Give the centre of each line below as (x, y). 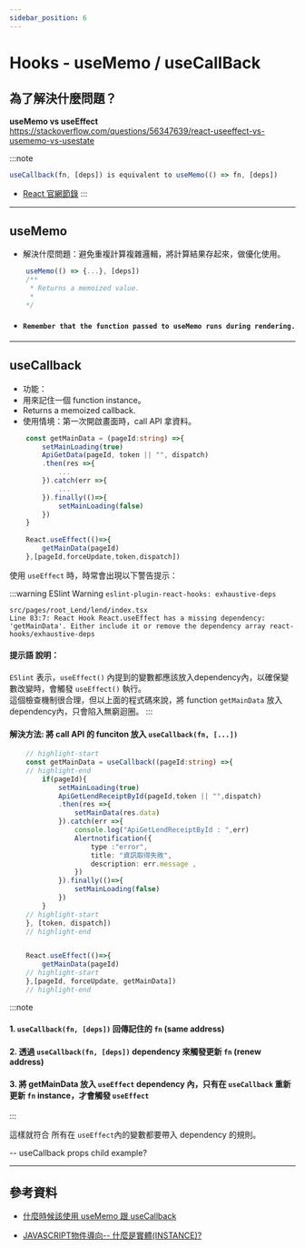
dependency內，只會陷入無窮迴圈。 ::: (81, 712)
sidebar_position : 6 (49, 18)
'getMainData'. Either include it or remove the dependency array (138, 626)
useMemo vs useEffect (54, 121)
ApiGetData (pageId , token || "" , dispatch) (125, 455)
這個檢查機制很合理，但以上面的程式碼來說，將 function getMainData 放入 (146, 700)
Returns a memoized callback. (79, 410)
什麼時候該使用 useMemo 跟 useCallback (99, 1216)
